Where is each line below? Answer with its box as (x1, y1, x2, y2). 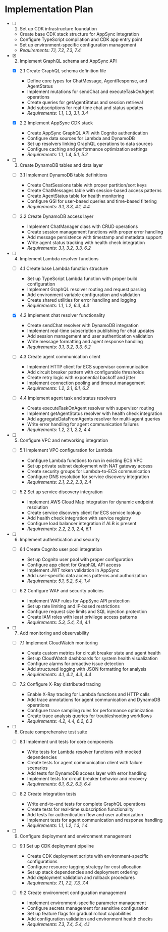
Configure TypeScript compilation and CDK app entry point (19, 36, 142, 42)
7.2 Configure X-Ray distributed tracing (19, 681, 101, 687)
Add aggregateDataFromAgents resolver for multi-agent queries (27, 416, 160, 422)
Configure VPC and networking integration (19, 437, 108, 443)
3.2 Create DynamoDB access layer (19, 213, 94, 219)
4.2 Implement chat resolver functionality (19, 312, 105, 318)
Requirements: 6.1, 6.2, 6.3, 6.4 (27, 781, 91, 787)
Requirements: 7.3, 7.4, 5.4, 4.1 (27, 921, 90, 927)
